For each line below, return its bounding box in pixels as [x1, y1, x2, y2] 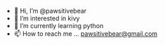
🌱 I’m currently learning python [13, 22, 104, 30]
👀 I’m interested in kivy [13, 14, 80, 22]
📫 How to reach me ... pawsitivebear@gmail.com [13, 30, 158, 38]
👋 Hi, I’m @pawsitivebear [13, 7, 87, 15]
